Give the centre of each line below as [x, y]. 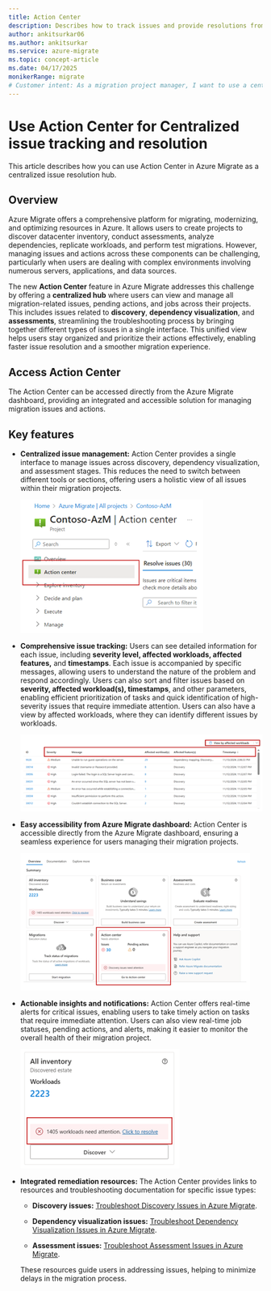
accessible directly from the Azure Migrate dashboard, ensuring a [129, 832]
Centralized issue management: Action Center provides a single [128, 454]
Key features [41, 434]
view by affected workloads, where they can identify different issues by [139, 715]
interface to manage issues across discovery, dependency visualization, [140, 462]
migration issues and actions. [57, 409]
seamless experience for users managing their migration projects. [129, 841]
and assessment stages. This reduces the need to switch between [130, 471]
